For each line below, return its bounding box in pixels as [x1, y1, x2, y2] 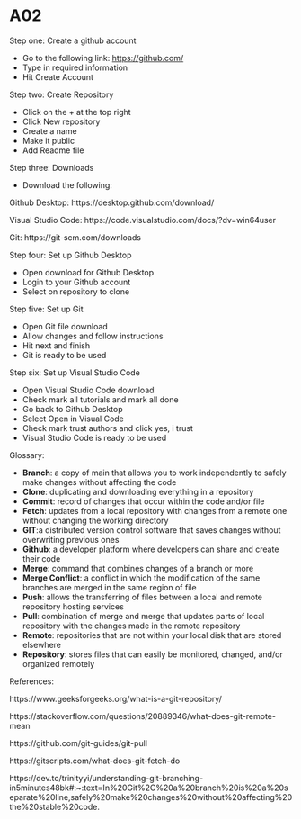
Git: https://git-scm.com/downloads [9, 231, 142, 243]
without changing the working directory [22, 515, 169, 526]
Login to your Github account [22, 276, 131, 287]
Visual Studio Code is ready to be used [22, 432, 167, 443]
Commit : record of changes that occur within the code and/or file [22, 496, 265, 507]
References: [9, 676, 54, 687]
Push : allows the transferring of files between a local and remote [22, 591, 263, 602]
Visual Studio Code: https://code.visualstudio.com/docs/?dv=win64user [9, 214, 277, 225]
